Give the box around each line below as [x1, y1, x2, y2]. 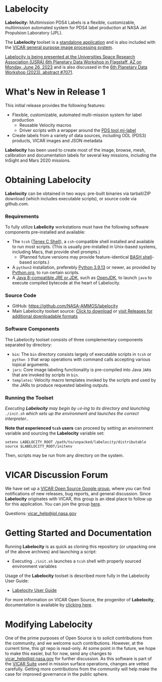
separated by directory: [5, 342, 52, 348]
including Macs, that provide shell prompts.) [12, 249, 100, 255]
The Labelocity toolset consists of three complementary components [5, 336, 143, 342]
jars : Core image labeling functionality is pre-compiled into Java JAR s [12, 367, 151, 372]
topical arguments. [12, 361, 50, 367]
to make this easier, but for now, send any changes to [5, 650, 112, 656]
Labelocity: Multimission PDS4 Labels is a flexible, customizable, [5, 19, 136, 25]
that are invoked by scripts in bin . [12, 372, 79, 378]
